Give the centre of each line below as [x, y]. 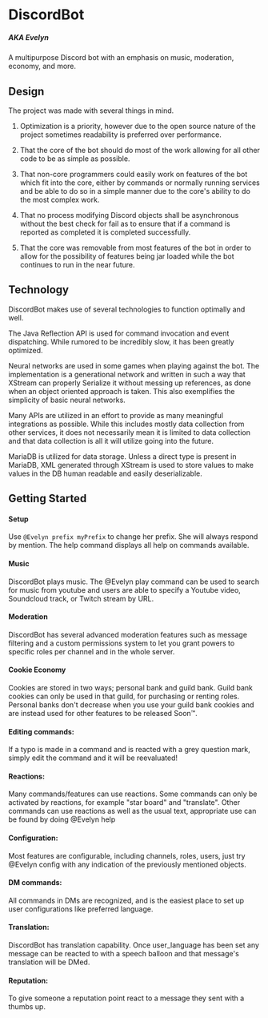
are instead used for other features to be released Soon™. [103, 713]
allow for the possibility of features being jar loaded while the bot [127, 256]
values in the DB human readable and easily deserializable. [105, 473]
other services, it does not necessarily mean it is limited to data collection [129, 432]
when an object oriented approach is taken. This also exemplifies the [122, 391]
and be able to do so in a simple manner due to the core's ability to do [135, 191]
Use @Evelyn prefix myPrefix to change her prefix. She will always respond [133, 537]
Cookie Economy [37, 670]
